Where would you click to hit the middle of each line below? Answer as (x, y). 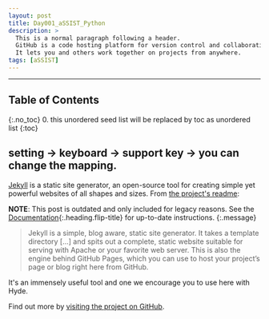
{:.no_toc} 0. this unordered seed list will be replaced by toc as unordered (129, 119)
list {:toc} (23, 128)
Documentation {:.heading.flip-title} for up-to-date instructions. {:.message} (132, 217)
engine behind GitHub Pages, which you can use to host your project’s (144, 258)
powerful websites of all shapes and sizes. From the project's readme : (124, 193)
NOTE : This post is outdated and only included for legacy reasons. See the (131, 209)
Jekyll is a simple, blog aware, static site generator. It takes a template (143, 233)
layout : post (30, 16)
